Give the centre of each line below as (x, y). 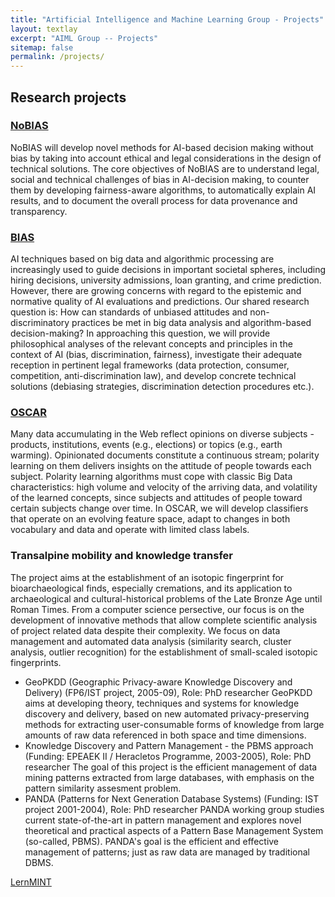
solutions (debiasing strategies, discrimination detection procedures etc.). (162, 387)
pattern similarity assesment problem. (103, 788)
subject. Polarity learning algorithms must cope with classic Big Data (151, 477)
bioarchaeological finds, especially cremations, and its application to (151, 588)
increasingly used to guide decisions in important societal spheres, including (168, 270)
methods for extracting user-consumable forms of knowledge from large (174, 724)
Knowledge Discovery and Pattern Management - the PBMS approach (169, 745)
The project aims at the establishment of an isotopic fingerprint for (147, 577)
